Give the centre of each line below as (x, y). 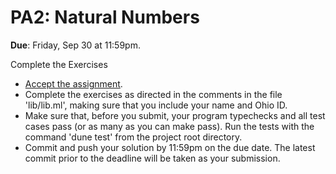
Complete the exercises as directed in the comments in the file (153, 94)
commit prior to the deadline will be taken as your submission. (152, 158)
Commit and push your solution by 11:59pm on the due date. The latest (170, 147)
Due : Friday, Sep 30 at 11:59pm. (75, 45)
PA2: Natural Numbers (105, 17)
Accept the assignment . (73, 83)
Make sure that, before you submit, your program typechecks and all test (175, 115)
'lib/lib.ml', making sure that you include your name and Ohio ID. (156, 105)
